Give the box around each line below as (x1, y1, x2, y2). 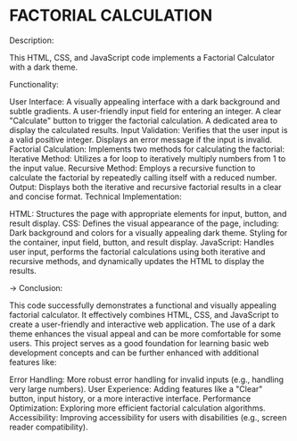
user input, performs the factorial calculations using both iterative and (9, 246, 266, 257)
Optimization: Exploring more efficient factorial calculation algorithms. (9, 403, 266, 413)
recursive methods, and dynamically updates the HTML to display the (9, 255, 265, 266)
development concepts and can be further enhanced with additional (9, 347, 260, 358)
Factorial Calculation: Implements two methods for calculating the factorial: (9, 144, 285, 154)
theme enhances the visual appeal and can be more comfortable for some (9, 328, 282, 339)
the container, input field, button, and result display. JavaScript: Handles (9, 237, 275, 247)
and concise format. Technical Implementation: (9, 191, 182, 202)
